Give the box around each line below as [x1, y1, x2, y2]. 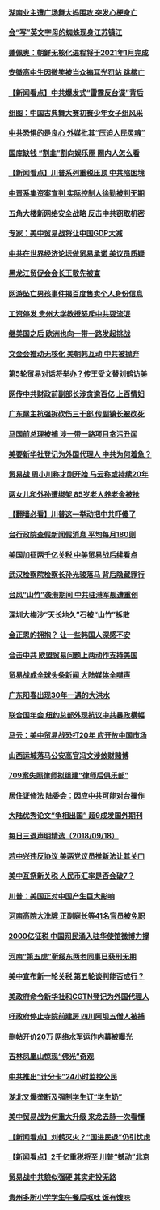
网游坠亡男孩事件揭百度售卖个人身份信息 [8, 288, 143, 298]
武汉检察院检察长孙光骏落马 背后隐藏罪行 [8, 570, 145, 579]
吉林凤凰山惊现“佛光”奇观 [8, 1052, 95, 1061]
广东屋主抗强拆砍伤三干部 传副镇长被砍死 [8, 409, 145, 419]
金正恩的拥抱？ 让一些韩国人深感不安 [8, 630, 131, 639]
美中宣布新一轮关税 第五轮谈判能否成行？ [8, 971, 145, 981]
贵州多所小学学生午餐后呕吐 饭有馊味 [8, 1192, 131, 1202]
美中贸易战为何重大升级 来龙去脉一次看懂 [8, 1112, 145, 1122]
